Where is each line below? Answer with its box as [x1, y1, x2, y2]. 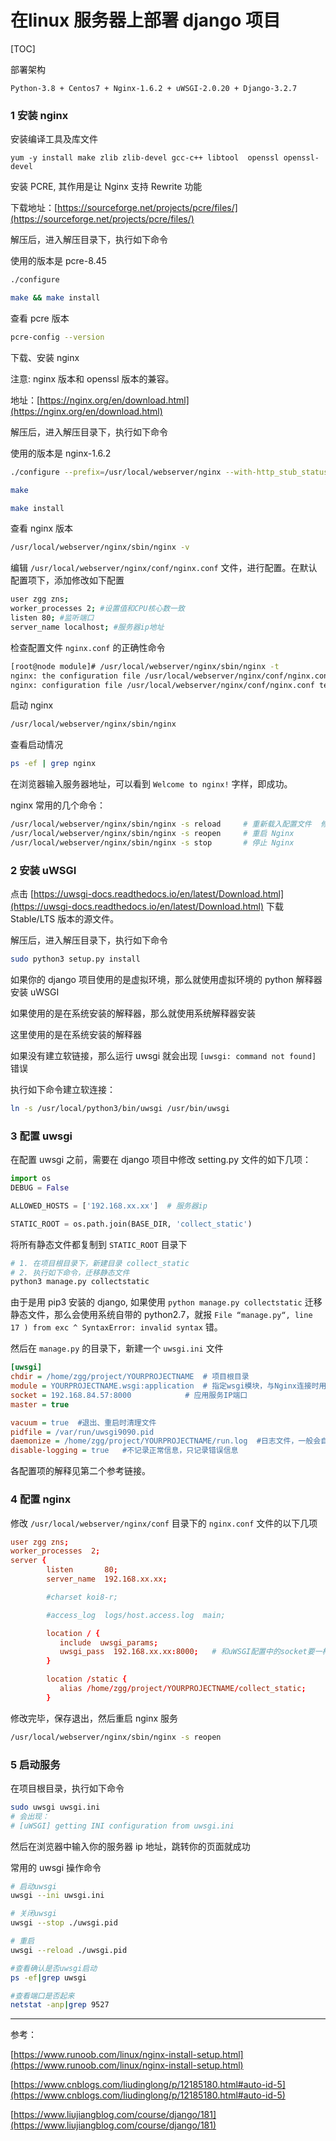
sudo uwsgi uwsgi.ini [10, 1802, 101, 1812]
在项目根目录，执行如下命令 [10, 1782, 125, 1794]
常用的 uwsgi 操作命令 [10, 1861, 102, 1873]
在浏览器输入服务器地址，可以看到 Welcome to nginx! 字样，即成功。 [10, 778, 293, 790]
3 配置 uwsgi [10, 1129, 73, 1143]
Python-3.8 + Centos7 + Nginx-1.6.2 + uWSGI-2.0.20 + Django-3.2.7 [10, 83, 298, 93]
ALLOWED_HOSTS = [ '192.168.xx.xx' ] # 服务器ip [10, 1201, 208, 1211]
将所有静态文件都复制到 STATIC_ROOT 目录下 [10, 1238, 188, 1250]
